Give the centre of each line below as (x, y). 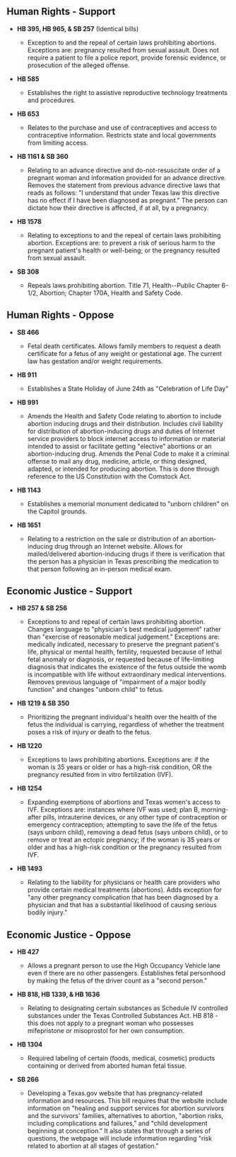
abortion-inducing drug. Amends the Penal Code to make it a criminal (128, 454)
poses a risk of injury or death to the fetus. (89, 732)
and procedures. (51, 100)
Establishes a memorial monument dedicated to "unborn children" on (128, 503)
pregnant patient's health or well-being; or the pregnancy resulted (124, 250)
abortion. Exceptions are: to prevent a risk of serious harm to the (121, 242)
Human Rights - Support (61, 12)
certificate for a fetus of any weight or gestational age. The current (124, 353)
